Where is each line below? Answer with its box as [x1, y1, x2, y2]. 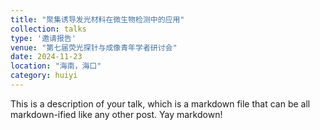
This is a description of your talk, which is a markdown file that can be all [10, 97, 311, 110]
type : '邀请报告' [10, 33, 77, 43]
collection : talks [10, 24, 87, 34]
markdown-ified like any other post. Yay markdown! [10, 108, 223, 120]
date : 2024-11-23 [10, 52, 83, 62]
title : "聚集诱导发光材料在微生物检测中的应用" [10, 14, 185, 25]
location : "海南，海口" [10, 61, 102, 71]
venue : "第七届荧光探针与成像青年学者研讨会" [10, 42, 178, 53]
